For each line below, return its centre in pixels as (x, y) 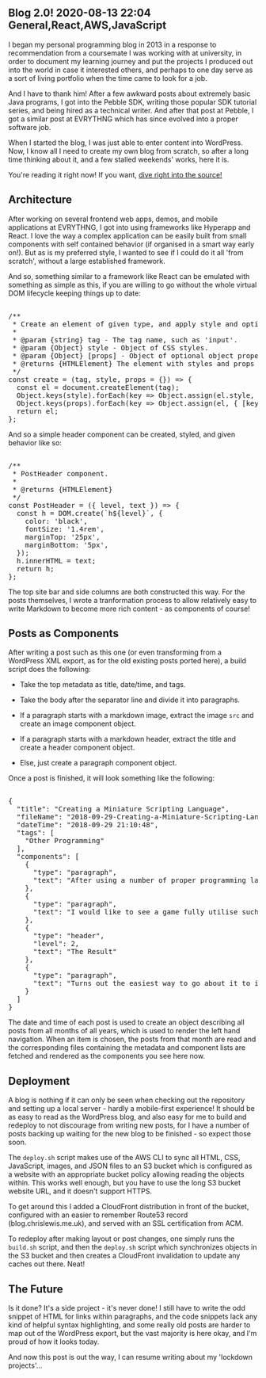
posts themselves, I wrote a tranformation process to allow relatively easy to (133, 600)
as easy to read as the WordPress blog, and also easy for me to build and (127, 1117)
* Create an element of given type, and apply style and (125, 324)
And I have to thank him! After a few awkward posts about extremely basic (129, 94)
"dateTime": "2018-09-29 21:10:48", (87, 825)
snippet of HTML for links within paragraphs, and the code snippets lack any (133, 1317)
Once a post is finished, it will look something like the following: (112, 778)
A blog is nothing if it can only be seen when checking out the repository (127, 1100)
